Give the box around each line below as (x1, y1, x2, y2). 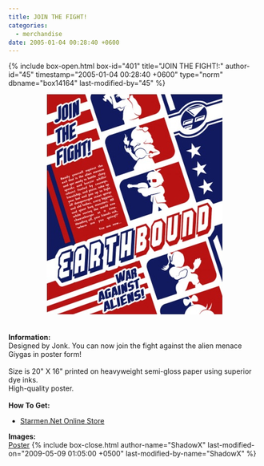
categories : (8, 21, 48, 30)
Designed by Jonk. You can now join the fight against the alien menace (8, 341, 242, 351)
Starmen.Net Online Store (19, 416, 105, 426)
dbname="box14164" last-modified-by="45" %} (8, 79, 166, 88)
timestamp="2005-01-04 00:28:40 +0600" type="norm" (35, 70, 224, 79)
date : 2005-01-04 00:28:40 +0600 (8, 38, 120, 47)
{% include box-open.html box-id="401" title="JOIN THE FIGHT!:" (8, 61, 224, 71)
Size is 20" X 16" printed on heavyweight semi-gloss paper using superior (8, 367, 252, 376)
